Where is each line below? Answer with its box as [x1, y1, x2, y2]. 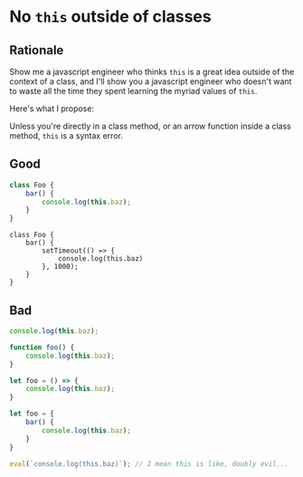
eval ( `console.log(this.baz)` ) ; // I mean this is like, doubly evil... [9, 459, 289, 468]
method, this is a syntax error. [9, 130, 124, 141]
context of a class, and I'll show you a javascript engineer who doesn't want [9, 76, 292, 87]
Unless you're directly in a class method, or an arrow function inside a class [9, 120, 291, 131]
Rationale [9, 43, 64, 58]
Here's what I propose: [9, 103, 95, 114]
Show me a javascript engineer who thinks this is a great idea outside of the [9, 66, 295, 77]
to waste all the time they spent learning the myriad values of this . [9, 86, 258, 96]
